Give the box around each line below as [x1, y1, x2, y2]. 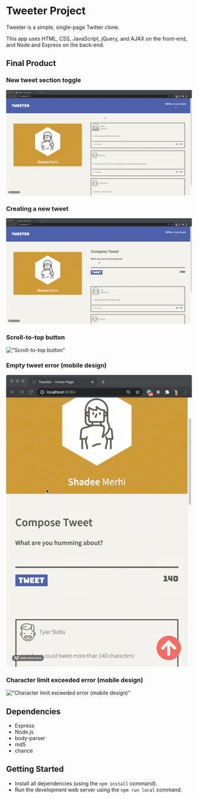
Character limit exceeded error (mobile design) [6, 676, 143, 684]
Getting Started [6, 764, 64, 774]
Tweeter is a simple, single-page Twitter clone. [6, 24, 120, 31]
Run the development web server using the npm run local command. [14, 786, 183, 793]
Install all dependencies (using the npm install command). [14, 780, 158, 787]
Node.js [14, 728, 34, 735]
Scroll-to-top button [6, 333, 65, 341]
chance [14, 747, 34, 754]
